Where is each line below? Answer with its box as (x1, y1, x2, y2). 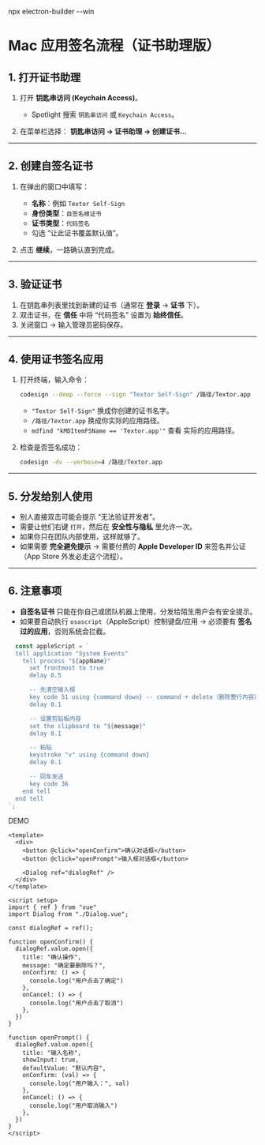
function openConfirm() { (8, 938, 93, 946)
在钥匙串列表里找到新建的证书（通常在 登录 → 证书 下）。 (19, 300, 203, 310)
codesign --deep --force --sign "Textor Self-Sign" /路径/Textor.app (19, 391, 251, 399)
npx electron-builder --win (8, 7, 95, 16)
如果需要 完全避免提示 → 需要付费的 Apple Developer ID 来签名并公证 (19, 542, 246, 551)
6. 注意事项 (8, 584, 62, 598)
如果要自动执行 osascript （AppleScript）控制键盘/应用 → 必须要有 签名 (19, 616, 252, 626)
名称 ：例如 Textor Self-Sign (31, 198, 125, 208)
